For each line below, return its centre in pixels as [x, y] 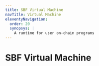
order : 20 [20, 24]
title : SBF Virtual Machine [34, 10]
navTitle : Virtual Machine [33, 14]
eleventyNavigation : [27, 19]
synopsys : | [22, 28]
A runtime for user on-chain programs [54, 33]
